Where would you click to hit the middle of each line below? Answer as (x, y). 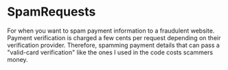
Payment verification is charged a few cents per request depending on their (114, 37)
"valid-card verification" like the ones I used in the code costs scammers (110, 52)
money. (18, 59)
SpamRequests (52, 12)
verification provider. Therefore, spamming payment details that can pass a (113, 45)
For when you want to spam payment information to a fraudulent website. (111, 31)
